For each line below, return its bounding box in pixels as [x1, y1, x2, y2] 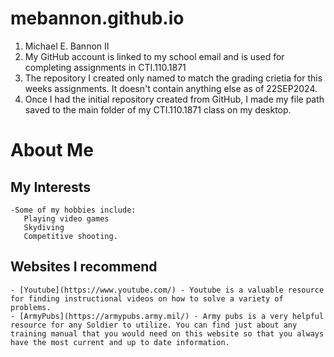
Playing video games [23, 213, 110, 224]
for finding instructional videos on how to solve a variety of [10, 293, 284, 304]
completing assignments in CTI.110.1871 [24, 61, 187, 73]
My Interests [10, 178, 91, 196]
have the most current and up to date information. [10, 337, 230, 347]
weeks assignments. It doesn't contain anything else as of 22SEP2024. [24, 82, 318, 94]
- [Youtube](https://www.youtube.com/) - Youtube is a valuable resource [10, 285, 325, 295]
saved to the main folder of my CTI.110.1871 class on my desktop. [24, 103, 292, 116]
